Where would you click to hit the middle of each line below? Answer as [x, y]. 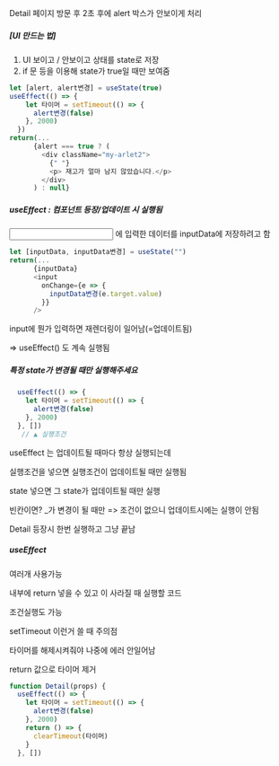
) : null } [51, 188]
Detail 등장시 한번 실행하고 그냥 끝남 [73, 529]
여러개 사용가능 [36, 574]
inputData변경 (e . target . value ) [106, 294]
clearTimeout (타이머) [70, 736]
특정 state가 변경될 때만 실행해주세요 [74, 370]
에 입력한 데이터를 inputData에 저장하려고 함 [193, 234]
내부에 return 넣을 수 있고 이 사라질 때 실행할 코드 [96, 593]
